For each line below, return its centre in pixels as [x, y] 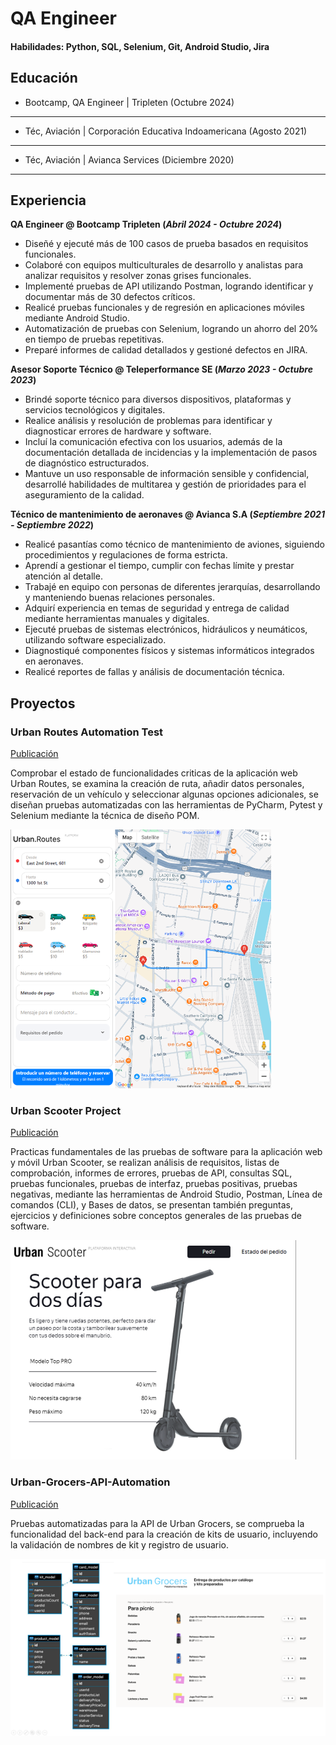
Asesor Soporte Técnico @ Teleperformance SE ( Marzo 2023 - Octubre [161, 369]
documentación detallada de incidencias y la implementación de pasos [171, 453]
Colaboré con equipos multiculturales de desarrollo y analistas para [164, 265]
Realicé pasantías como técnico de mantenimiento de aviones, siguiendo [174, 544]
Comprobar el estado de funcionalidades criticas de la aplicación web [154, 773]
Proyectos [43, 703]
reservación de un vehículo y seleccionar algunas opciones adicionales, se [164, 794]
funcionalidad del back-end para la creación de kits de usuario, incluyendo [164, 1534]
